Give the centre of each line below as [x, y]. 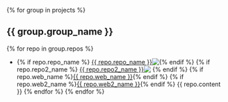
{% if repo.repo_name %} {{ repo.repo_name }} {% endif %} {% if [113, 62]
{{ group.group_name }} [60, 32]
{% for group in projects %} [46, 10]
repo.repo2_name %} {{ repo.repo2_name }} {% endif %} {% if [110, 69]
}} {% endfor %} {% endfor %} [60, 91]
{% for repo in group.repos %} [50, 49]
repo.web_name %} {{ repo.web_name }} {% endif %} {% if [100, 76]
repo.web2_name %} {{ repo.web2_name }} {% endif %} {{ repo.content [119, 84]
